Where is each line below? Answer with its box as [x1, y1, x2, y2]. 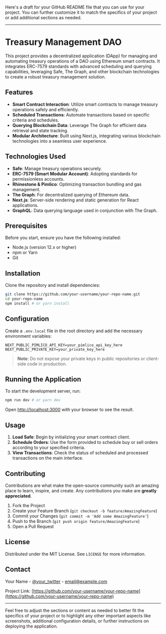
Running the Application [5, 375, 82, 384]
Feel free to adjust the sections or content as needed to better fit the [5, 607, 144, 613]
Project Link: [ [5, 588, 34, 594]
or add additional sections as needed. [5, 15, 82, 20]
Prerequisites [5, 222, 47, 230]
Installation [5, 269, 41, 277]
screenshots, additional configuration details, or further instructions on [5, 618, 149, 624]
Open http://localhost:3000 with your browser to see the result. [5, 407, 134, 413]
